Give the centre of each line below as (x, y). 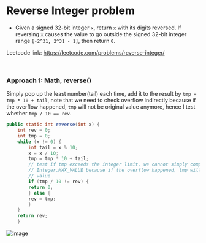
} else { (40, 193)
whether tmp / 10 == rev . (39, 114)
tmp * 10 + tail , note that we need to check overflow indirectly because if (101, 100)
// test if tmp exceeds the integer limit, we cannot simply (108, 164)
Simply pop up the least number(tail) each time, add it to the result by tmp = (101, 94)
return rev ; (32, 216)
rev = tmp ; (42, 199)
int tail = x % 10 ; (53, 147)
